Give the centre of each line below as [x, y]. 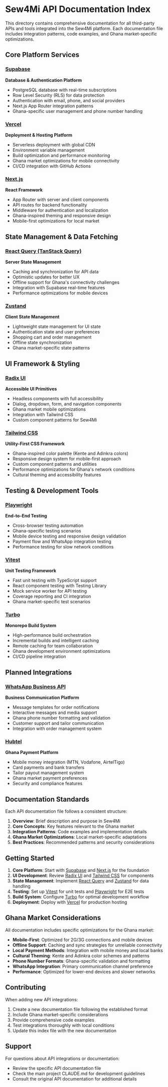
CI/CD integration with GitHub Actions [52, 166]
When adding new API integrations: [42, 999]
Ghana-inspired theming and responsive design [62, 216]
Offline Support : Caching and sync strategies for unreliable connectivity [87, 945]
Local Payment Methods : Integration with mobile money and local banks [88, 950]
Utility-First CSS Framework [35, 444]
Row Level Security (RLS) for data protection [58, 95]
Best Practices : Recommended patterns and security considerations [83, 842]
